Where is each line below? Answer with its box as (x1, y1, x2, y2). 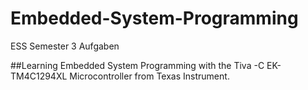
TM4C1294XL (10, 70, 68, 82)
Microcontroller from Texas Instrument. (69, 70, 230, 82)
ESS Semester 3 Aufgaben (10, 40, 120, 52)
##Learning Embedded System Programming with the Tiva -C (10, 59, 265, 71)
